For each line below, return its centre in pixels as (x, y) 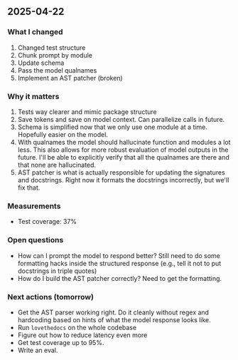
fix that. (29, 187)
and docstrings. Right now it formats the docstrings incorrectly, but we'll (123, 180)
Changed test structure (52, 47)
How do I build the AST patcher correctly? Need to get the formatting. (120, 278)
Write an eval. (38, 350)
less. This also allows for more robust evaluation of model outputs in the (123, 150)
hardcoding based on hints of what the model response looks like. (114, 319)
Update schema (41, 63)
